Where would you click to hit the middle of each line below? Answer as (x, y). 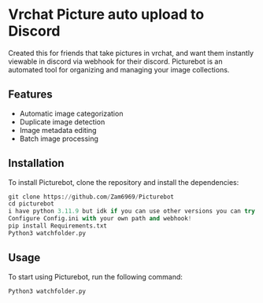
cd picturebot (31, 204)
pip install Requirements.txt (58, 226)
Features (30, 95)
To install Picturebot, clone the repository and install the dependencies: (124, 182)
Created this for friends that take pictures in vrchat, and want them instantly (131, 53)
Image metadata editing (58, 130)
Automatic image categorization (71, 113)
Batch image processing (59, 139)
